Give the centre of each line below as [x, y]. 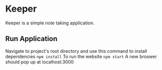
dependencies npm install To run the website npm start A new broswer [81, 56]
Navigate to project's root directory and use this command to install [76, 51]
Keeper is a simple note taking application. [50, 23]
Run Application [31, 39]
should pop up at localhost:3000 [40, 62]
